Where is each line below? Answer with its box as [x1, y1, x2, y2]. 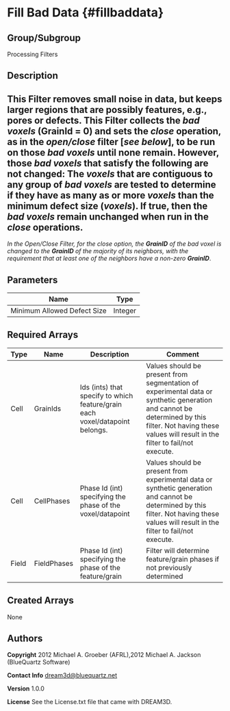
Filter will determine [146, 545, 210, 555]
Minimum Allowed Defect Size [10, 306, 107, 315]
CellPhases [34, 496, 71, 506]
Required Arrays [7, 329, 79, 341]
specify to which [79, 391, 133, 400]
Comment [166, 349, 200, 359]
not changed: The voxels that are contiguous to [7, 168, 214, 179]
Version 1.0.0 [7, 684, 44, 693]
